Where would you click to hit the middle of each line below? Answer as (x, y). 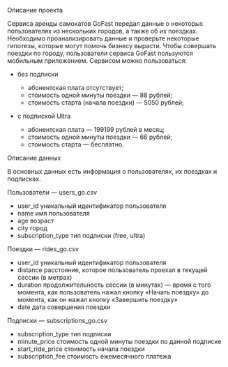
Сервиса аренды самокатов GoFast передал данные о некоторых (105, 23)
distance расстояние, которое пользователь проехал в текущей (112, 270)
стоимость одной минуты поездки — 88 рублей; (100, 95)
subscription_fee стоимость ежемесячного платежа (94, 356)
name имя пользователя (53, 213)
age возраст (36, 220)
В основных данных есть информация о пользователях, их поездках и (112, 171)
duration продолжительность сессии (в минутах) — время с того (114, 285)
